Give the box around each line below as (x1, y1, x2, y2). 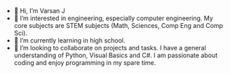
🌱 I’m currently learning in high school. (13, 36, 126, 45)
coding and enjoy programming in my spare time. (13, 59, 156, 66)
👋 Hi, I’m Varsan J (13, 7, 65, 15)
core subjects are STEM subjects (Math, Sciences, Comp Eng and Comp (13, 22, 223, 29)
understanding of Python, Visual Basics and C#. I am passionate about (13, 51, 218, 59)
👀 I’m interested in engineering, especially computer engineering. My (13, 14, 214, 22)
